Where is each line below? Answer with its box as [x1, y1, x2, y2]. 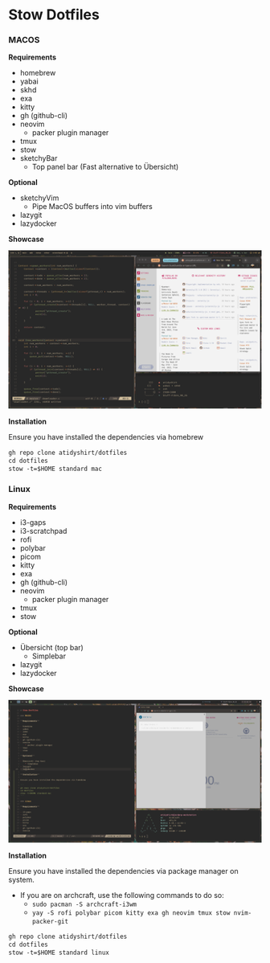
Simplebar [31, 651, 67, 661]
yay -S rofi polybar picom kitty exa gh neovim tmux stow [31, 908, 231, 917]
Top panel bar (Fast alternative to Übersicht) [31, 162, 179, 172]
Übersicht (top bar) [19, 642, 84, 652]
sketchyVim [19, 193, 59, 203]
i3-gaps [19, 517, 47, 527]
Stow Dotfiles [8, 6, 100, 24]
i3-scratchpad [19, 526, 67, 535]
